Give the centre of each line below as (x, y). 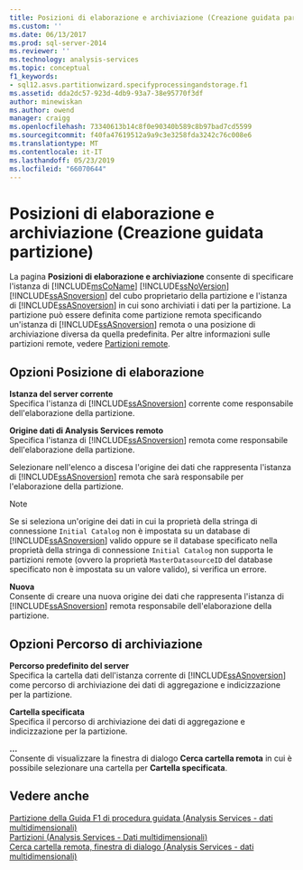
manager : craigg (40, 118)
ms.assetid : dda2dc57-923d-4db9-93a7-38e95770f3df (106, 93)
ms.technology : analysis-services (74, 60)
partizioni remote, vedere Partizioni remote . (90, 344)
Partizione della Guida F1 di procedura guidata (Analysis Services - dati (141, 818)
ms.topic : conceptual (50, 69)
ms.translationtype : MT (54, 143)
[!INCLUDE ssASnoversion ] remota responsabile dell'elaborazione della (141, 606)
